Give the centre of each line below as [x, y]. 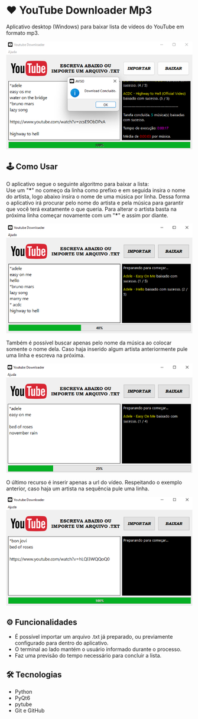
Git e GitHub [30, 711]
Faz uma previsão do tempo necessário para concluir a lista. [88, 655]
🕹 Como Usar [32, 167]
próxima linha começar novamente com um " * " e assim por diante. [87, 215]
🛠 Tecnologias [34, 674]
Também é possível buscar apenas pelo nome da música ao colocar [89, 343]
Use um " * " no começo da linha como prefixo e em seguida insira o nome [96, 190]
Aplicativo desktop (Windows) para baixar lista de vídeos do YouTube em [95, 27]
